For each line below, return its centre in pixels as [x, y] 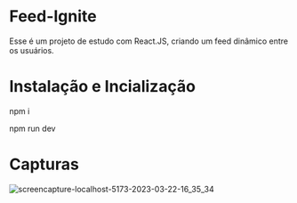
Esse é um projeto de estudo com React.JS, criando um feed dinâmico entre [149, 41]
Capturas [44, 164]
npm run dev [32, 128]
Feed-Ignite [53, 16]
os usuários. [32, 50]
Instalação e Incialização [102, 87]
